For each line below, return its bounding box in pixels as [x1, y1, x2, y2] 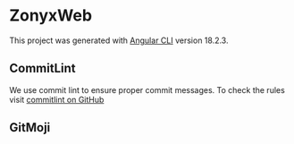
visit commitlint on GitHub [9, 94, 105, 105]
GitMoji [9, 120, 51, 135]
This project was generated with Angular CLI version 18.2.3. [9, 35, 229, 46]
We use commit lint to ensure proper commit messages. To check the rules [9, 84, 286, 95]
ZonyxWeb [9, 5, 92, 26]
